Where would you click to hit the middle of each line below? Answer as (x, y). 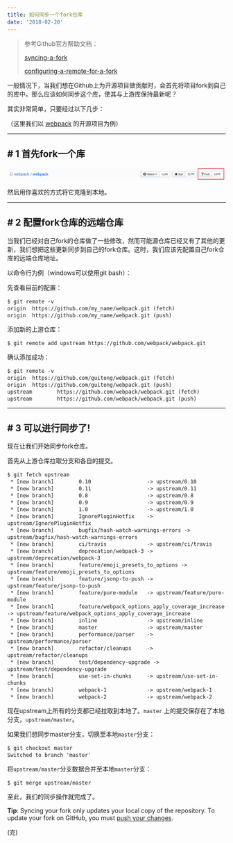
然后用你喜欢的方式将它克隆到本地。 (59, 192)
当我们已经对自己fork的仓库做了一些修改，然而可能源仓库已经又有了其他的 (113, 240)
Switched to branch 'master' (49, 756)
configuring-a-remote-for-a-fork (71, 71)
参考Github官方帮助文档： (61, 43)
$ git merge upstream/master (49, 783)
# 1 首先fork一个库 (46, 154)
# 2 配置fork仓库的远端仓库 (65, 223)
